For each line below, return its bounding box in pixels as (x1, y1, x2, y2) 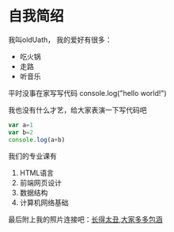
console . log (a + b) (8, 135, 66, 143)
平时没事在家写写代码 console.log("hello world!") (8, 88, 168, 97)
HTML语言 (19, 168, 54, 177)
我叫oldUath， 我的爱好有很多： (8, 35, 112, 44)
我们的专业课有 (8, 151, 57, 161)
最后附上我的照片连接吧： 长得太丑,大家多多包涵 (8, 215, 164, 224)
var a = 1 (8, 120, 34, 129)
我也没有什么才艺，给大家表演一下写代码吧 (8, 105, 147, 115)
